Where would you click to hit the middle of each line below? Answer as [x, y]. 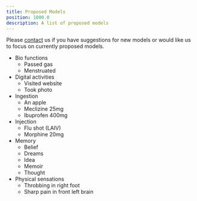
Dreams [34, 154]
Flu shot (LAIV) [42, 128]
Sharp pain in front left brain [59, 192]
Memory [25, 141]
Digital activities [35, 77]
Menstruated [40, 71]
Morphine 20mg [44, 134]
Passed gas [38, 64]
